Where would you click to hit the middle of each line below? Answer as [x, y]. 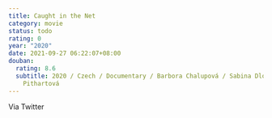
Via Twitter [26, 107]
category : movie [36, 23]
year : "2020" [30, 46]
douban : [21, 61]
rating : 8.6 [36, 69]
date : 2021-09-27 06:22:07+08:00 [65, 53]
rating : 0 [25, 38]
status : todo [30, 31]
